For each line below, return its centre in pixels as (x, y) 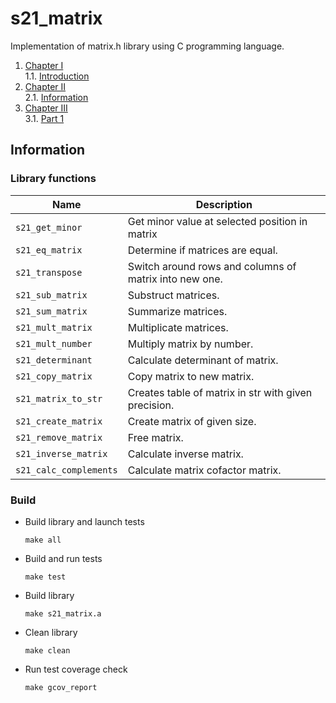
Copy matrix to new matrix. (191, 376)
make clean (47, 650)
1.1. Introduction (57, 76)
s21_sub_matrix (51, 295)
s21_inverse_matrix (61, 453)
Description (224, 204)
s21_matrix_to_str (59, 398)
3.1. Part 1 (44, 118)
